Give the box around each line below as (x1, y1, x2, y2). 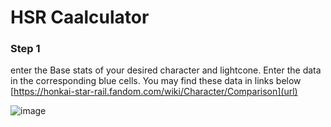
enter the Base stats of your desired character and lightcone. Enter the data (10, 64, 322, 76)
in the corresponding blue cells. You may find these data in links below (10, 75, 302, 87)
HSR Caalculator (10, 6, 150, 29)
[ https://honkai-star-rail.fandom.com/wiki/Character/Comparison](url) (10, 86, 298, 98)
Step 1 (10, 42, 41, 56)
